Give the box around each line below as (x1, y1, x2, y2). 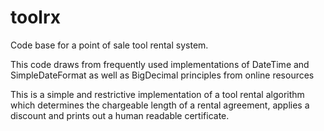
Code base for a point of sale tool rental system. (10, 39, 209, 51)
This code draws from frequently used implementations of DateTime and (10, 58, 310, 70)
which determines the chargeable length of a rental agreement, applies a (10, 99, 310, 111)
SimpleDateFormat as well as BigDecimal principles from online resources (10, 69, 315, 81)
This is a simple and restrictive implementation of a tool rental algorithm (10, 88, 305, 100)
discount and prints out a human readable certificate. (10, 109, 230, 121)
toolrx (10, 6, 61, 29)
